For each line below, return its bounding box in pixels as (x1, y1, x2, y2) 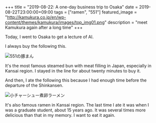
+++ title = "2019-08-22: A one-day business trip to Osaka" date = (5, 4, 138, 10)
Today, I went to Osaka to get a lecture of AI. (5, 34, 94, 40)
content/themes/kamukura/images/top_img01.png (5, 19, 105, 25)
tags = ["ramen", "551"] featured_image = (54, 9, 137, 15)
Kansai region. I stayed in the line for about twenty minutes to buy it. (5, 68, 141, 74)
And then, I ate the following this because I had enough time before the (5, 77, 147, 83)
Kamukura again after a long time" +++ (5, 25, 83, 30)
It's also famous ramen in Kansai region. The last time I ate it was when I (5, 102, 149, 108)
